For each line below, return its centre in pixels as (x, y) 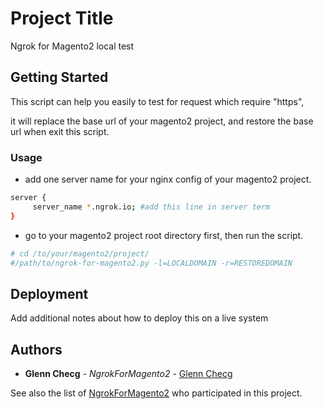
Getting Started (59, 77)
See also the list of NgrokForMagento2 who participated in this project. (156, 393)
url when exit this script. (60, 131)
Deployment (49, 293)
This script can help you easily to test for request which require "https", (157, 101)
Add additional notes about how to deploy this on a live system (139, 318)
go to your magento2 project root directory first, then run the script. (164, 235)
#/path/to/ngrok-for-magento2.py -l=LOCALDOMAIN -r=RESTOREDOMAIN (151, 263)
